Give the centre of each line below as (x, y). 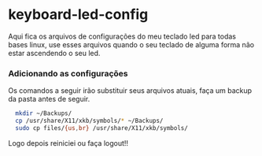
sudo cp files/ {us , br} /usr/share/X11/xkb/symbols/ (102, 128)
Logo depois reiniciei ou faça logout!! (68, 143)
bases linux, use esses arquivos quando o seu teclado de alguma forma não (131, 44)
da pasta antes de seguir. (49, 99)
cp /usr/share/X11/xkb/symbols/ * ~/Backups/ (89, 121)
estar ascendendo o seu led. (54, 53)
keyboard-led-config (78, 15)
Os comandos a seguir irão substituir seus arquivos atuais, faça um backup (130, 91)
